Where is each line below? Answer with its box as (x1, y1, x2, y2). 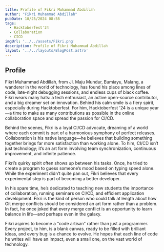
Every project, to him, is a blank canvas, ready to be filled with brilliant (5, 226, 146, 232)
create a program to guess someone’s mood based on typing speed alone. (5, 166, 155, 171)
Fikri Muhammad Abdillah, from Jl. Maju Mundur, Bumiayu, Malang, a (5, 79, 144, 85)
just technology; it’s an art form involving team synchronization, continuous (5, 146, 156, 151)
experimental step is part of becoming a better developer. (5, 176, 121, 182)
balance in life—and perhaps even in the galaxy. (5, 211, 102, 217)
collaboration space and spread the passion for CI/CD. (5, 115, 115, 121)
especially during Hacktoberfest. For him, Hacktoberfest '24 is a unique (5, 105, 149, 111)
